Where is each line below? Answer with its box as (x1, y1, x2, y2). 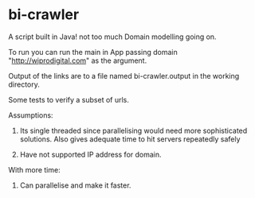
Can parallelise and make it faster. (19, 181, 131, 190)
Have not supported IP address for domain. (19, 149, 162, 159)
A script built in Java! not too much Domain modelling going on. (8, 32, 217, 41)
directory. (8, 80, 40, 89)
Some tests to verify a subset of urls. (8, 95, 130, 104)
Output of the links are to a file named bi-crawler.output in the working (8, 71, 240, 80)
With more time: (8, 165, 61, 174)
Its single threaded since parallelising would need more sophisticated (19, 126, 248, 135)
